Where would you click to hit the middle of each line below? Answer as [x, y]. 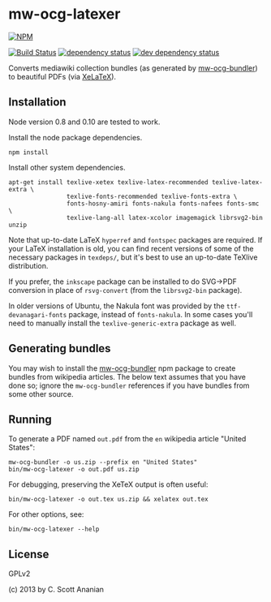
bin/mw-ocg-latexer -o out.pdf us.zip [74, 470]
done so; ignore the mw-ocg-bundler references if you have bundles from [129, 385]
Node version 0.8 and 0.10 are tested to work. [84, 122]
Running [30, 419]
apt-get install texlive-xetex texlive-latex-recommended [108, 182]
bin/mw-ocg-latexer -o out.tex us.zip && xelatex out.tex [108, 500]
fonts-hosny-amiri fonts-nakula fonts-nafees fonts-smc [163, 204]
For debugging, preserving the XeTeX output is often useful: [108, 484]
